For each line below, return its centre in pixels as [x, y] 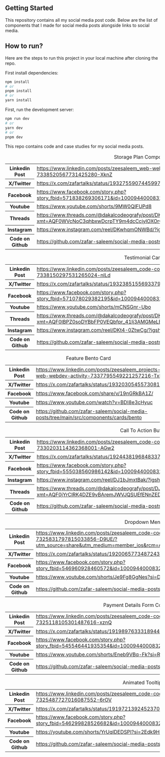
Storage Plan [129, 157]
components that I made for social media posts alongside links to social [77, 25]
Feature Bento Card [89, 359]
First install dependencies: [32, 73]
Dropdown [137, 522]
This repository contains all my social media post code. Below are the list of [82, 20]
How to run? [24, 46]
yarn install [18, 100]
